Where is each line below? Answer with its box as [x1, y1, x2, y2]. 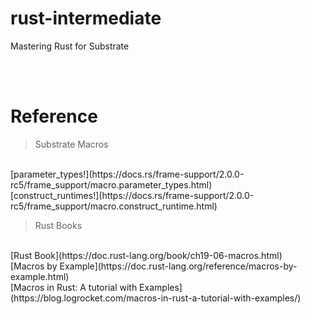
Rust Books [34, 219, 83, 231]
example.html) [10, 270, 70, 282]
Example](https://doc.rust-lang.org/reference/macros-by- [59, 260, 298, 272]
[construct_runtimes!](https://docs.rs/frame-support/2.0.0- [10, 189, 255, 201]
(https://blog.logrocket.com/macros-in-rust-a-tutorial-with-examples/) [10, 292, 302, 304]
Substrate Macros [34, 138, 109, 150]
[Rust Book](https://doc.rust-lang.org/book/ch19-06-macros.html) [10, 249, 283, 261]
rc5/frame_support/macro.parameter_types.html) [10, 178, 213, 191]
